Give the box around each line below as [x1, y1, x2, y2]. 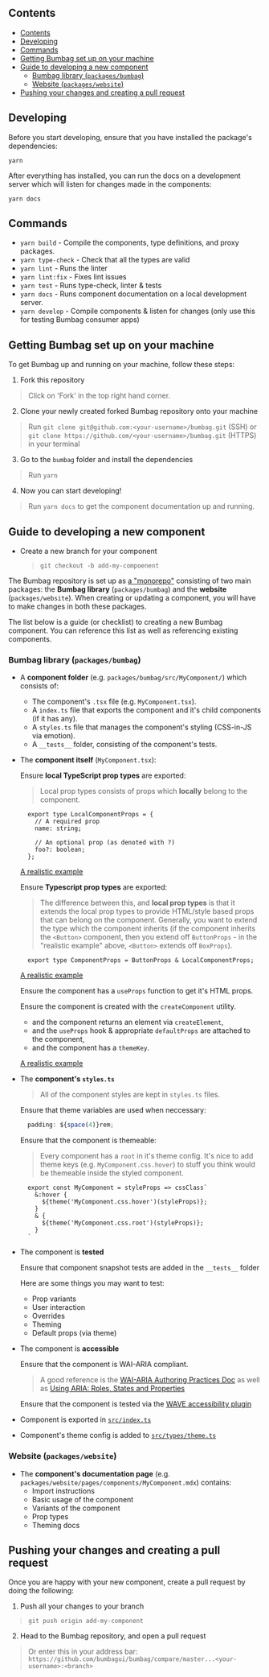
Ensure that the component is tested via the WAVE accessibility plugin [19, 1399, 251, 1409]
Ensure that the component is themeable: [19, 1135, 157, 1146]
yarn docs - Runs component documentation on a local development [19, 289, 247, 299]
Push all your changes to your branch [19, 1601, 145, 1611]
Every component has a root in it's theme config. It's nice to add [39, 1151, 254, 1161]
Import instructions [31, 1485, 95, 1496]
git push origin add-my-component [27, 1617, 144, 1625]
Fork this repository [19, 375, 85, 385]
